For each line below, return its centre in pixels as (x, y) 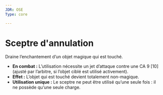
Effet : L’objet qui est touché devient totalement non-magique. (76, 77)
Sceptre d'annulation (50, 43)
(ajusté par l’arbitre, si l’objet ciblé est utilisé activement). (70, 72)
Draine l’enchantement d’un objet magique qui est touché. (64, 57)
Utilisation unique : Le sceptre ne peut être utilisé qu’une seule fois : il (84, 82)
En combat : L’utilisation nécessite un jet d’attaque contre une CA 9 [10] (85, 66)
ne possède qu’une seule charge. (46, 88)
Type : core (16, 14)
